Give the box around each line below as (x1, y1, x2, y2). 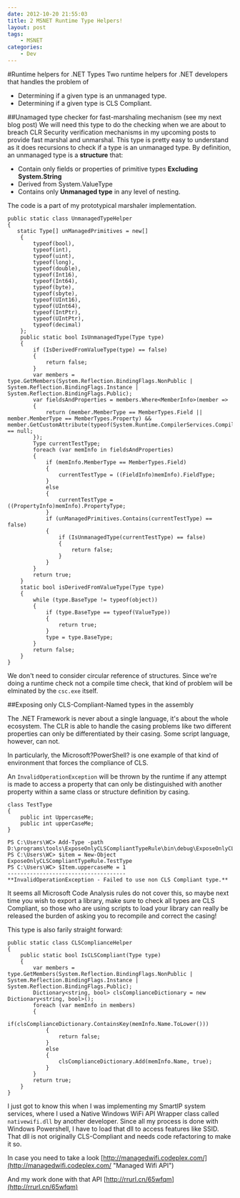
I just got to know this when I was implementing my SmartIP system (7, 1102, 206, 1110)
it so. (7, 1139, 22, 1148)
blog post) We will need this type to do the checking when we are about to (7, 120, 226, 129)
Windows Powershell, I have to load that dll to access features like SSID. (7, 1124, 219, 1133)
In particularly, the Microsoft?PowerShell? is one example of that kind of (7, 751, 219, 759)
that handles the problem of (7, 77, 89, 86)
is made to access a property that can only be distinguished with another (7, 779, 223, 788)
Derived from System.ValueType (17, 179, 113, 188)
